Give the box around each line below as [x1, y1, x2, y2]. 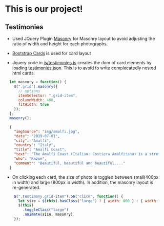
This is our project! [5, 3, 83, 15]
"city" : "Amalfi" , [14, 138, 51, 143]
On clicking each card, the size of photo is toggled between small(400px [12, 174, 159, 180]
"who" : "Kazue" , [14, 156, 47, 161]
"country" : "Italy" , [14, 143, 56, 148]
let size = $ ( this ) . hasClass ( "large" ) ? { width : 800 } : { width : [18, 198, 159, 203]
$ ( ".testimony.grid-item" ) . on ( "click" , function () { [14, 194, 123, 199]
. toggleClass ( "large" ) [22, 207, 69, 212]
